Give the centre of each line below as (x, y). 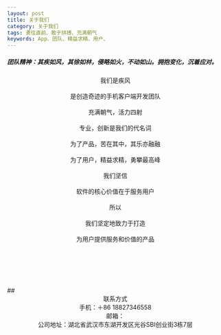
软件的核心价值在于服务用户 (115, 192)
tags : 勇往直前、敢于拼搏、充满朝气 (52, 33)
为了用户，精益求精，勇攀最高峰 (115, 160)
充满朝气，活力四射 (115, 112)
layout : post (26, 13)
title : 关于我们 (28, 20)
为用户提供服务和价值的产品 (115, 239)
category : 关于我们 (33, 26)
